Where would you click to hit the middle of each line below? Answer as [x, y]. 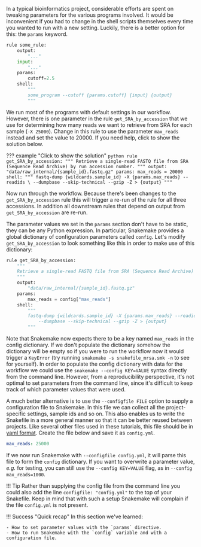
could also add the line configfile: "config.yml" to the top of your [89, 492]
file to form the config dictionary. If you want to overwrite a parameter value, [101, 461]
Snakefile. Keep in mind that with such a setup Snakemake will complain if [97, 499]
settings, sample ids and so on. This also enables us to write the [106, 414]
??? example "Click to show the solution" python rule [72, 156]
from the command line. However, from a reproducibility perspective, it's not [100, 377]
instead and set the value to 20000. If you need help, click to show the [93, 138]
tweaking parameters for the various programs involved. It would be [90, 15]
